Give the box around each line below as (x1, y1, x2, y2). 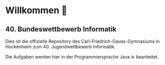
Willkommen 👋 (5, 5, 68, 16)
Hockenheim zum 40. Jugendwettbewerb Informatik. (5, 44, 116, 50)
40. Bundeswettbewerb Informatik (5, 25, 117, 34)
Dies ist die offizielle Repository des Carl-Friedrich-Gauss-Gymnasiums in (5, 38, 160, 44)
